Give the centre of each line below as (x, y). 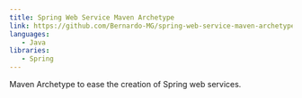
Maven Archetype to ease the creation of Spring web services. (125, 84)
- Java (34, 42)
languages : (30, 34)
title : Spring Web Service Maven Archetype (92, 17)
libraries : (30, 51)
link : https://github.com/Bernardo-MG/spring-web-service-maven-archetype (152, 26)
